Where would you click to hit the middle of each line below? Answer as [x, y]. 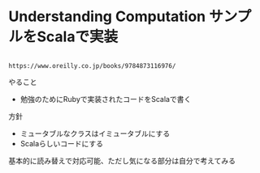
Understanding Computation [107, 17]
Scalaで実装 [78, 37]
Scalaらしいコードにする [62, 143]
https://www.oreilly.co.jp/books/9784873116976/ [92, 65]
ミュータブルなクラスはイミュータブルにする [95, 133]
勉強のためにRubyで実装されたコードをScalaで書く [106, 99]
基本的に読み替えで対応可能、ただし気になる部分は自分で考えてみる [122, 160]
